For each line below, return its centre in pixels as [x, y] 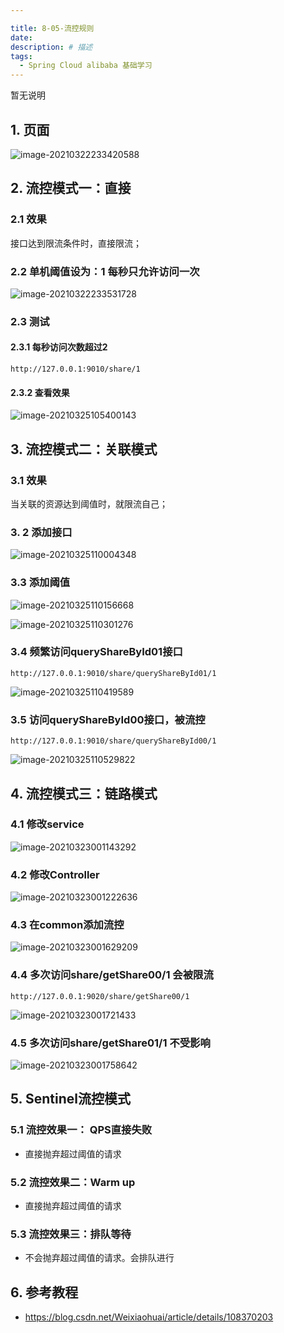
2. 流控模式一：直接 [71, 188]
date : [21, 37]
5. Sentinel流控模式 [70, 1099]
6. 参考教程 [44, 1292]
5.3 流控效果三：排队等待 [71, 1234]
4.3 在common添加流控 [67, 925]
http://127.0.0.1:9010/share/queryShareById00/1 [113, 741]
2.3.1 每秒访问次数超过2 [59, 347]
